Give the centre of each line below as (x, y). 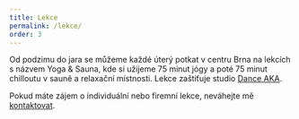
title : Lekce (34, 17)
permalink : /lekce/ (46, 26)
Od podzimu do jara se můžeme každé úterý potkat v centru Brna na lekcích (150, 60)
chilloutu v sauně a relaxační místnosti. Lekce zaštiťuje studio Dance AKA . (146, 79)
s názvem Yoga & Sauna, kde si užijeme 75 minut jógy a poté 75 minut (138, 69)
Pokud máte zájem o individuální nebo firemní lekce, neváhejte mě (132, 96)
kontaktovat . (32, 106)
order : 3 (26, 34)
